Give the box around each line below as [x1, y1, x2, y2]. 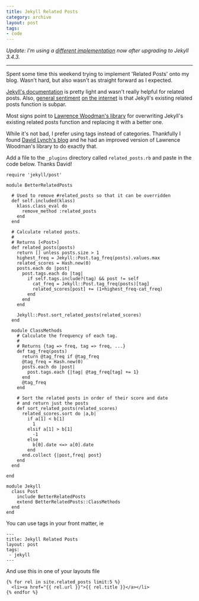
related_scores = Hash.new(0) [17, 260, 92, 266]
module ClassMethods [11, 327, 62, 334]
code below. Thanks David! [6, 161, 72, 168]
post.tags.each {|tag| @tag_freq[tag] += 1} [27, 369, 139, 376]
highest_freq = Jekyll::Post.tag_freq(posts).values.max [17, 255, 161, 261]
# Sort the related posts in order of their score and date [17, 395, 168, 401]
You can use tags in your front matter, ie [6, 520, 104, 527]
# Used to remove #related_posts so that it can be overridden [11, 193, 171, 199]
